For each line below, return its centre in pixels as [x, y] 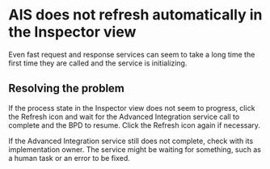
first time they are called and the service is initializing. [98, 63]
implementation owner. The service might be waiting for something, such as [135, 149]
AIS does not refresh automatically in [135, 15]
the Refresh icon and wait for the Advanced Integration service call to [124, 116]
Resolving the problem [67, 89]
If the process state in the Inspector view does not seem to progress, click [132, 108]
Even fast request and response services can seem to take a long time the [132, 54]
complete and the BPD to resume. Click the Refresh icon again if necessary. [135, 125]
